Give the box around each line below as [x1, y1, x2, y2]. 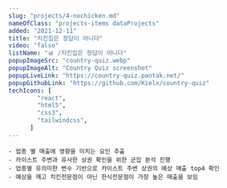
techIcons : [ [8, 86, 52, 95]
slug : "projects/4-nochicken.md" [8, 11, 120, 20]
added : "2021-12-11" [8, 27, 78, 35]
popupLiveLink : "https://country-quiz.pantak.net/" [8, 72, 184, 80]
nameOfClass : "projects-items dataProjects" [8, 19, 160, 27]
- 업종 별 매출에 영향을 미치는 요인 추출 [8, 147, 126, 155]
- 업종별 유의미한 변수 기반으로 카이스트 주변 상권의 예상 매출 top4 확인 [8, 164, 220, 173]
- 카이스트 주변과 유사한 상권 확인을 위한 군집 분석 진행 [8, 156, 171, 164]
